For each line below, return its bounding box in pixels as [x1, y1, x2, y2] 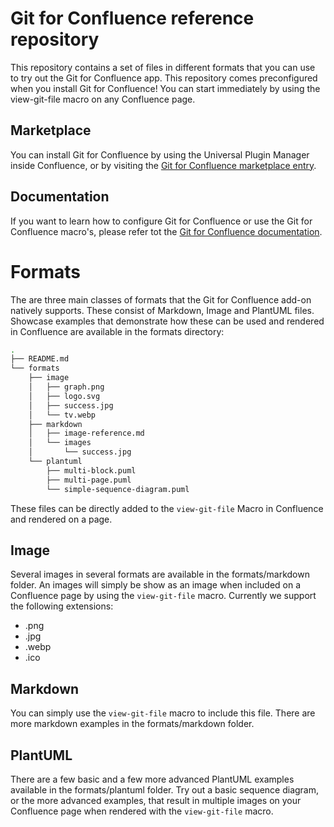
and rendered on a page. [10, 513, 113, 525]
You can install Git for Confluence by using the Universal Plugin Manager [10, 148, 310, 161]
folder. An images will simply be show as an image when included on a [10, 579, 302, 591]
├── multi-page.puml [46, 475, 132, 485]
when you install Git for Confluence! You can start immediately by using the [10, 82, 321, 94]
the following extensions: [10, 600, 114, 612]
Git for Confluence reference [10, 7, 255, 30]
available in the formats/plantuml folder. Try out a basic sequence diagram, [10, 783, 320, 796]
